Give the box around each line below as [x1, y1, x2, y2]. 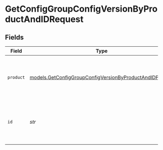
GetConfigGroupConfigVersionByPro [5, 3, 158, 15]
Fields [5, 33, 24, 41]
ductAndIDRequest [5, 14, 84, 25]
